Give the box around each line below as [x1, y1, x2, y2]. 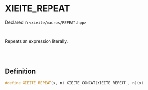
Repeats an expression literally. [5, 38, 68, 44]
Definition [5, 67, 36, 76]
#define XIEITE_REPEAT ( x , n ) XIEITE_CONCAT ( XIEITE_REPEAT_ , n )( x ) [5, 80, 144, 85]
